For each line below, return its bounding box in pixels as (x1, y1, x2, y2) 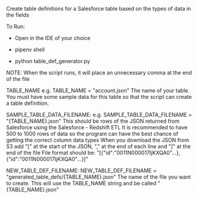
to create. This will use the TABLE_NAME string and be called (6, 180, 157, 186)
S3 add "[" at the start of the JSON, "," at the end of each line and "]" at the (6, 143, 191, 150)
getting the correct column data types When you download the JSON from (6, 136, 190, 144)
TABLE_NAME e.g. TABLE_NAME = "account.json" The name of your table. (6, 87, 190, 94)
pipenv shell (14, 46, 45, 53)
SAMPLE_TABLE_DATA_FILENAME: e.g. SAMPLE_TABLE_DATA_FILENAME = (6, 111, 193, 118)
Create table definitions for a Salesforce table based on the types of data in (6, 5, 191, 12)
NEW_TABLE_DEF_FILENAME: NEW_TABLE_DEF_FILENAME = (6, 167, 157, 174)
